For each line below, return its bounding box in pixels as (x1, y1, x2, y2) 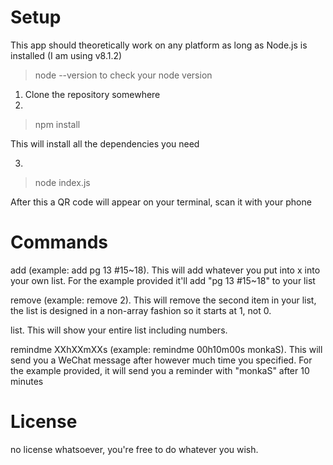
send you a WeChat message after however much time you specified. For (10, 354, 313, 366)
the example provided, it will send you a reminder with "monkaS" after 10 (10, 364, 310, 376)
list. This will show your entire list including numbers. (10, 324, 228, 336)
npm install (34, 118, 81, 130)
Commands (10, 231, 109, 254)
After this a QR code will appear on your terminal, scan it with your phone (10, 196, 312, 208)
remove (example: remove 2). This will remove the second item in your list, (10, 294, 317, 306)
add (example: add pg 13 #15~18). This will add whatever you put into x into (10, 264, 321, 276)
